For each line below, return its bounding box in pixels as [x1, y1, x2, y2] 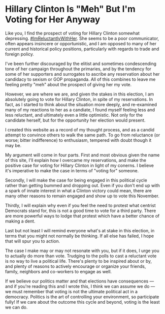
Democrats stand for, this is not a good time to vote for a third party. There [5, 208, 156, 214]
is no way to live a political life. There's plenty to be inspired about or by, [5, 258, 152, 264]
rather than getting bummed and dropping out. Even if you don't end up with [5, 182, 160, 188]
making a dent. [5, 218, 35, 224]
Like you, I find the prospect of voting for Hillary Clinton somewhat [5, 30, 140, 36]
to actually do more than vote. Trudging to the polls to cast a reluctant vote [5, 252, 157, 259]
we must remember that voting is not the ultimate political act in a [5, 288, 138, 294]
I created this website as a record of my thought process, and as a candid [5, 126, 155, 132]
